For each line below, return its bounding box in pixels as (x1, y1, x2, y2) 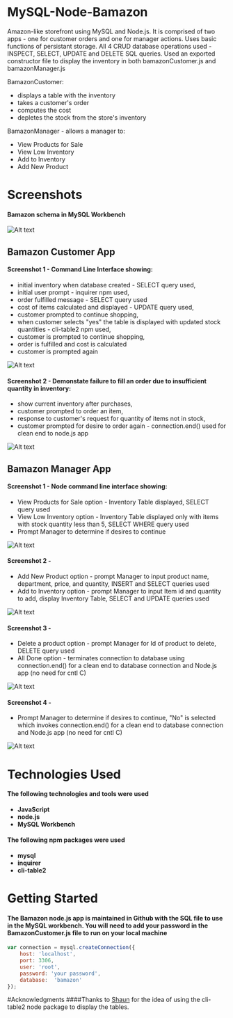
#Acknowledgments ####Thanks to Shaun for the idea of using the (7, 996, 200, 1004)
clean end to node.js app (17, 429, 89, 438)
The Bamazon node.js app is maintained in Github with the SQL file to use (7, 914, 223, 922)
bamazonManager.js (7, 64, 66, 72)
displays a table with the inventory (17, 91, 116, 100)
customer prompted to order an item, (17, 407, 124, 415)
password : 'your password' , (19, 970, 101, 977)
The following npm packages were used (7, 836, 125, 844)
